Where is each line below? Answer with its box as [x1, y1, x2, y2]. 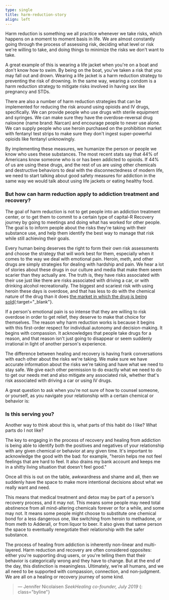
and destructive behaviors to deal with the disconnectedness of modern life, [5, 167, 164, 173]
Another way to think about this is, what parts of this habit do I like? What [5, 422, 157, 428]
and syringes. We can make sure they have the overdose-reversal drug [5, 115, 153, 121]
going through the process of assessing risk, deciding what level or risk [5, 41, 154, 47]
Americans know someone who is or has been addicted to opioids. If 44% [5, 157, 159, 163]
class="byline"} [17, 589, 50, 595]
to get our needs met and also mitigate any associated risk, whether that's [5, 372, 159, 378]
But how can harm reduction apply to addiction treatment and [5, 190, 159, 197]
